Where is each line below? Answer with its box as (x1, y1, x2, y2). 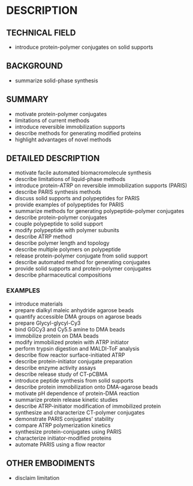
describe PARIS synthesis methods (14, 188, 101, 195)
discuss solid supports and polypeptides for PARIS (14, 195, 140, 202)
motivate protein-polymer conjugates (14, 110, 107, 117)
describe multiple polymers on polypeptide (14, 246, 121, 253)
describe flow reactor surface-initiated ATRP (14, 351, 125, 358)
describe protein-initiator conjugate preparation (14, 357, 133, 364)
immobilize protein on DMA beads (14, 332, 99, 339)
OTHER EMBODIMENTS (6, 458, 95, 469)
